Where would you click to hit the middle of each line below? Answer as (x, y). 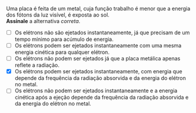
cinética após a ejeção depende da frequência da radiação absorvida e (102, 98)
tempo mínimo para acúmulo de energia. (64, 39)
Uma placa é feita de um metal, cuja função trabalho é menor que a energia (98, 9)
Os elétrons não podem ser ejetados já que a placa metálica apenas (97, 59)
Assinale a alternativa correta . (43, 21)
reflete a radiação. (37, 65)
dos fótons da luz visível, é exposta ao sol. (58, 15)
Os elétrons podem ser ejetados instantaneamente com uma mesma (98, 46)
